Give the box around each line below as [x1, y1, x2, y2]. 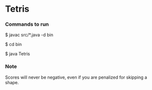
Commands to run [5, 21, 49, 28]
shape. [5, 79, 19, 85]
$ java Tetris [5, 51, 30, 57]
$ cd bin [5, 42, 22, 47]
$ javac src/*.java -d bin [5, 32, 54, 38]
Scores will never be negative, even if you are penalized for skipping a [5, 74, 148, 80]
